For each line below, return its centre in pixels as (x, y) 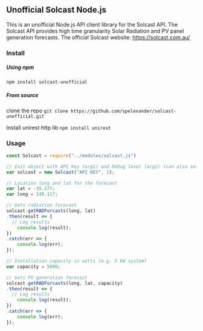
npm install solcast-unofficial (47, 82)
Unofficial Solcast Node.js (56, 10)
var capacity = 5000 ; (34, 266)
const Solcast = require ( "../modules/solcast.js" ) (71, 156)
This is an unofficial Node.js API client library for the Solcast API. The (92, 24)
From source (22, 95)
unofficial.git (25, 116)
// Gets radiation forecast (42, 205)
